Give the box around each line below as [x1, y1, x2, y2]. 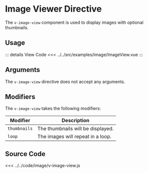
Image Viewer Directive [5, 3, 102, 15]
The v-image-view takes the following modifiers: [5, 105, 101, 111]
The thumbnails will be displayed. [37, 125, 114, 132]
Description [62, 117, 89, 124]
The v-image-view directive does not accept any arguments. [5, 79, 126, 85]
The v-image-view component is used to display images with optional [5, 19, 144, 25]
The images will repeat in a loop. [37, 133, 111, 140]
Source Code [5, 150, 45, 158]
